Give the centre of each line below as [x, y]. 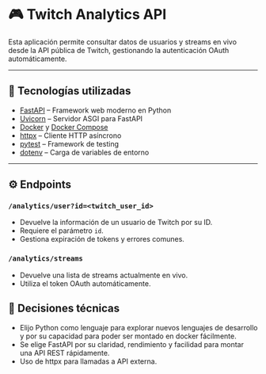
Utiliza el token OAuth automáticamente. [85, 283]
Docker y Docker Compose [64, 127]
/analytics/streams [46, 259]
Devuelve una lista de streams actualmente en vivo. [104, 275]
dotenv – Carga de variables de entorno [84, 152]
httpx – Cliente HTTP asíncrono [70, 135]
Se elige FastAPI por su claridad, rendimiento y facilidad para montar [131, 344]
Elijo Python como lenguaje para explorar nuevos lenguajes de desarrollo [139, 327]
